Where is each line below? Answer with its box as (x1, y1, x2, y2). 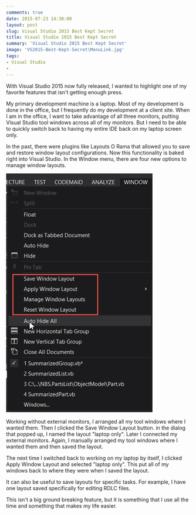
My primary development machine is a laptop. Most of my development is (6, 100, 184, 107)
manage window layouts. (6, 161, 66, 169)
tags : (6, 53, 19, 59)
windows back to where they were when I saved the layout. (6, 467, 150, 474)
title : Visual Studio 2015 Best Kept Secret (6, 34, 117, 41)
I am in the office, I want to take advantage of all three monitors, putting (6, 113, 179, 120)
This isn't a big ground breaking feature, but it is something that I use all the (6, 496, 189, 503)
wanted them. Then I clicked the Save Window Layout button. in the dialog (6, 424, 186, 431)
